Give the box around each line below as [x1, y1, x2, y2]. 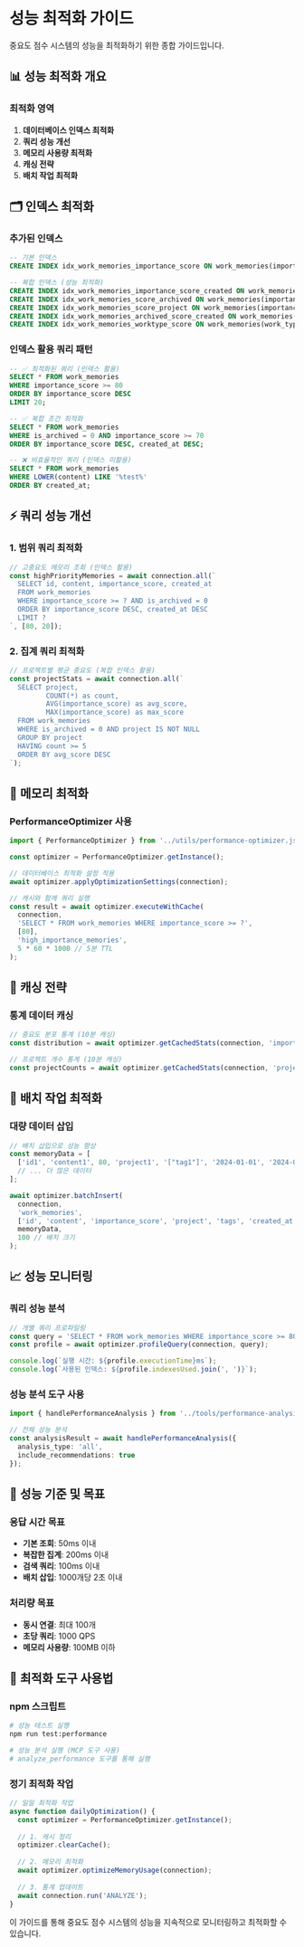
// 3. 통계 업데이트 [17, 1883, 84, 1892]
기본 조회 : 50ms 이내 [22, 1538, 97, 1549]
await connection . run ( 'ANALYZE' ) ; [17, 1891, 147, 1900]
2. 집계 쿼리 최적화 [9, 644, 85, 657]
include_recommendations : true [17, 1450, 136, 1459]
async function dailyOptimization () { [9, 1807, 156, 1816]
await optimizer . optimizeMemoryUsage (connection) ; [17, 1866, 213, 1876]
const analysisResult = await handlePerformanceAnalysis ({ [9, 1434, 237, 1443]
